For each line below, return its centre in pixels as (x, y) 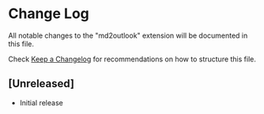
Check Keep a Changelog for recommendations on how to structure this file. (132, 59)
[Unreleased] (41, 84)
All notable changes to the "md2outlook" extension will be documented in (128, 35)
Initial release (41, 102)
